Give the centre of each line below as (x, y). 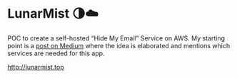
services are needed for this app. (56, 53)
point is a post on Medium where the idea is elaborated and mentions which (119, 45)
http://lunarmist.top (36, 67)
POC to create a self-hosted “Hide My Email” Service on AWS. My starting (116, 38)
